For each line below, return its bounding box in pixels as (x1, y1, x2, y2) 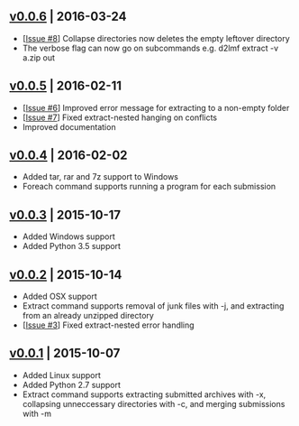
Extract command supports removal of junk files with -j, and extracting (22, 301, 285, 311)
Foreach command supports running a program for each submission (22, 181, 276, 192)
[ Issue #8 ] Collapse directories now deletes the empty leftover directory (22, 32, 290, 43)
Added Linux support (22, 369, 101, 380)
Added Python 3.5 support (22, 241, 122, 252)
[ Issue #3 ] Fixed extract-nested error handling (22, 319, 195, 330)
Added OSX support (22, 291, 97, 302)
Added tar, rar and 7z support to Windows (22, 171, 178, 182)
